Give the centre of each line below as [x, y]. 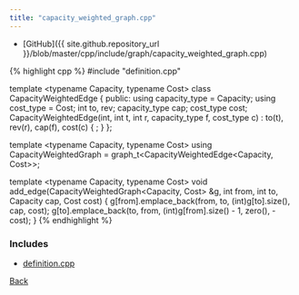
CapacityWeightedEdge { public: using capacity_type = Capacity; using [143, 98]
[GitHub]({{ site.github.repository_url [91, 44]
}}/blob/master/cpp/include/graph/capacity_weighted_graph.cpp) [145, 53]
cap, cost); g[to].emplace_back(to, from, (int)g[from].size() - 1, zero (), [140, 211]
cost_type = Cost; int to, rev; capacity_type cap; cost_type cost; [129, 108]
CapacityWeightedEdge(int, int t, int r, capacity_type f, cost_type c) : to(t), [147, 117]
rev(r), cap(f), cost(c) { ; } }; [61, 127]
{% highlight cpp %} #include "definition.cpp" [95, 71]
